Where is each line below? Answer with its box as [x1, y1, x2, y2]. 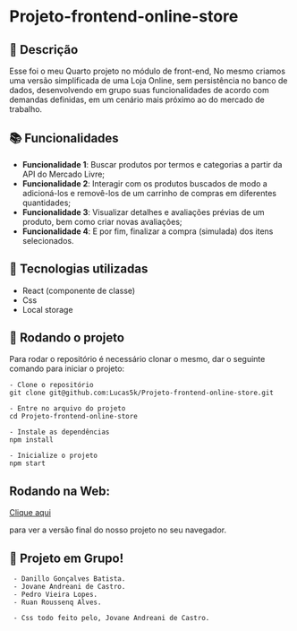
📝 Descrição [9, 42, 79, 57]
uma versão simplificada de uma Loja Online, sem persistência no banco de [9, 75, 288, 86]
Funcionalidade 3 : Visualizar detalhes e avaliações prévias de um [21, 206, 266, 217]
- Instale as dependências [9, 428, 110, 437]
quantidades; [21, 197, 72, 208]
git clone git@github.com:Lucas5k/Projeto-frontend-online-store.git [9, 388, 275, 398]
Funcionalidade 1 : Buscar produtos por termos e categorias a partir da [21, 159, 283, 169]
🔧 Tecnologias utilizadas [9, 262, 148, 277]
